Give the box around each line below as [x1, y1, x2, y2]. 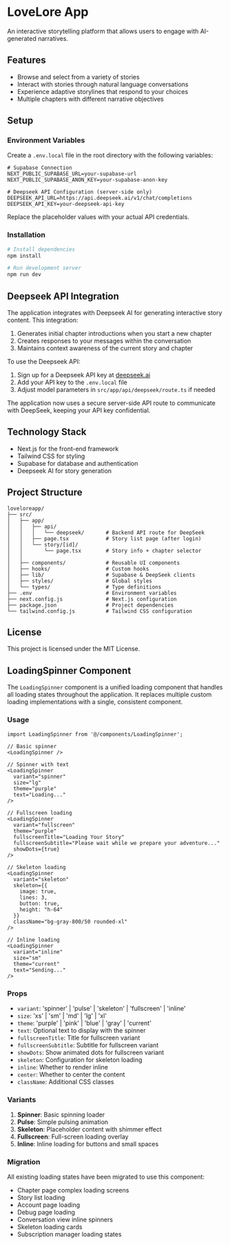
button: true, [19, 900, 60, 907]
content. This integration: [7, 316, 79, 325]
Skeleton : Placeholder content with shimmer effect [17, 1125, 162, 1134]
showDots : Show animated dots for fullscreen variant [17, 1048, 165, 1056]
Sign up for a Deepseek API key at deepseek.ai [17, 371, 151, 379]
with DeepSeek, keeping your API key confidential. [7, 406, 151, 415]
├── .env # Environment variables [7, 589, 177, 596]
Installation [7, 230, 46, 240]
